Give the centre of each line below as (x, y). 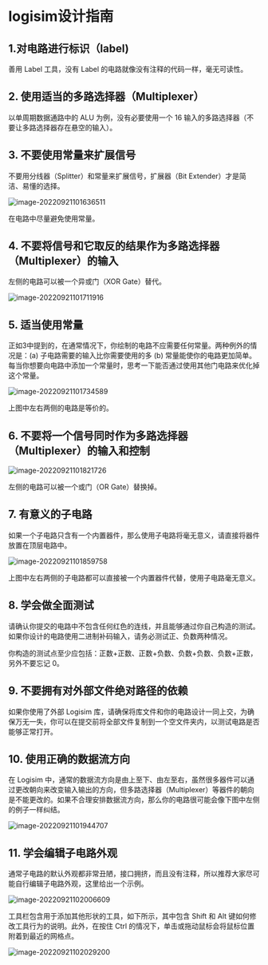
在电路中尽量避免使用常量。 (54, 218)
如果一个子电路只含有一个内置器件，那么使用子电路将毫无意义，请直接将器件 (134, 535)
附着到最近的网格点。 (43, 936)
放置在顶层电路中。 (40, 545)
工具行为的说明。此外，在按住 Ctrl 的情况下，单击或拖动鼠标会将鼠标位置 (135, 926)
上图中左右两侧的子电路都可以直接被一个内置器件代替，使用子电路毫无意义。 (134, 577)
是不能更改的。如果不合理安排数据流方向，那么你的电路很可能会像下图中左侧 (134, 800)
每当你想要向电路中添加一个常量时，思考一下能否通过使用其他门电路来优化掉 (134, 365)
